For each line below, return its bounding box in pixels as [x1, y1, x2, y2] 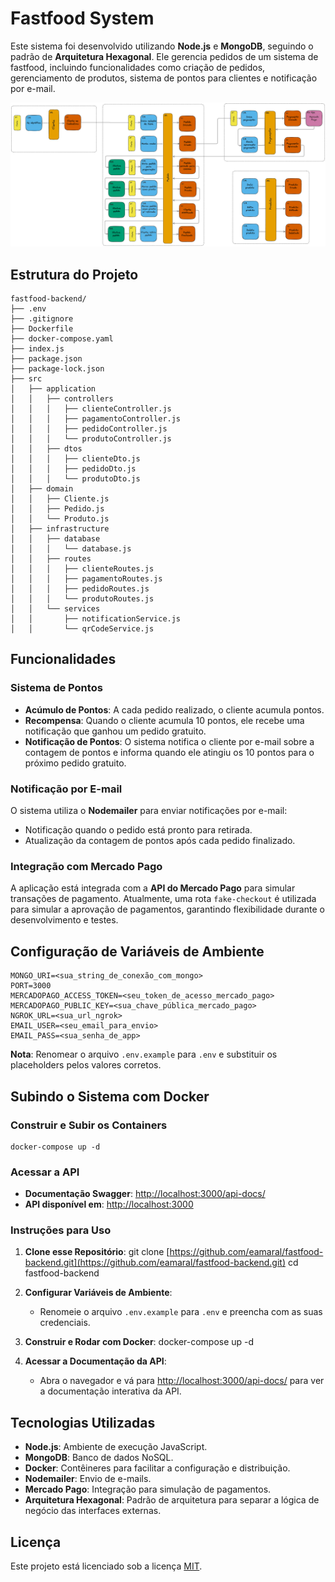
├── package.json [10, 354, 83, 364]
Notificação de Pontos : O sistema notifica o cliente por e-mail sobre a [24, 735, 315, 747]
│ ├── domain [10, 484, 74, 494]
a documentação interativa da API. [39, 1385, 182, 1397]
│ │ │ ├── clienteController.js [10, 404, 172, 414]
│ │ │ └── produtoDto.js [10, 474, 141, 484]
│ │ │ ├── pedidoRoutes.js [10, 584, 150, 594]
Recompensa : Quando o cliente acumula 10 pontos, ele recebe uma [24, 714, 305, 726]
